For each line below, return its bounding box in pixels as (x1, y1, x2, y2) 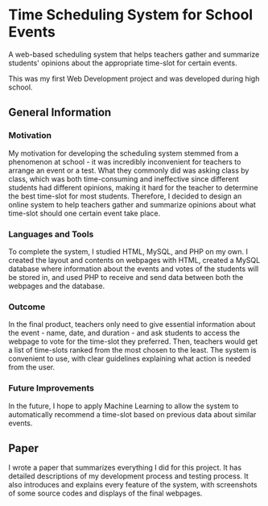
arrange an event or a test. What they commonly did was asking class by (8, 165, 249, 175)
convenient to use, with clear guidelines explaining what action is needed (8, 353, 251, 364)
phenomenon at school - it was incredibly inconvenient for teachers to (8, 157, 241, 166)
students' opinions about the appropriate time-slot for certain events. (8, 58, 237, 68)
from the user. (8, 362, 56, 372)
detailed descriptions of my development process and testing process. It (8, 471, 249, 481)
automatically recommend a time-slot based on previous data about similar (8, 409, 257, 419)
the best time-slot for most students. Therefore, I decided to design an (8, 191, 242, 201)
